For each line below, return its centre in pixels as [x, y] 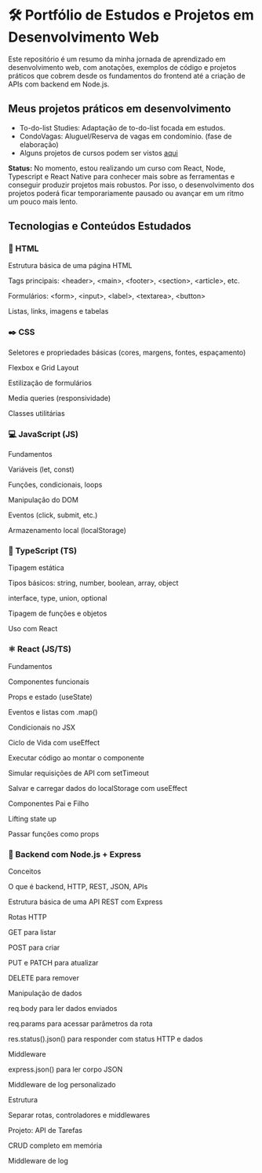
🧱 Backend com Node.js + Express [75, 854]
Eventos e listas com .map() [53, 712]
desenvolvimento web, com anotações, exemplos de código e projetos [122, 67]
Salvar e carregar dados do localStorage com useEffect [98, 788]
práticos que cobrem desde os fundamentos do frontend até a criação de [127, 75]
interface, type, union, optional [58, 598]
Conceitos [25, 871]
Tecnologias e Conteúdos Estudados [100, 226]
